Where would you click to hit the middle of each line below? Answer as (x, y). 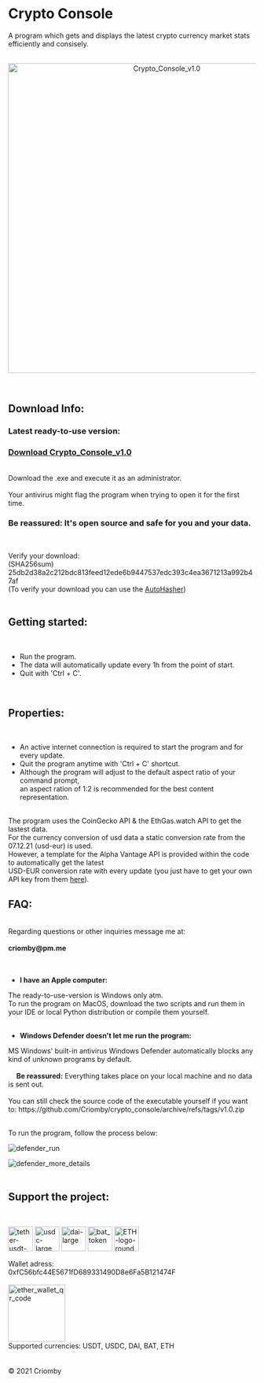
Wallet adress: (31, 1264)
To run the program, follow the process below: (83, 1133)
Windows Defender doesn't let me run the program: (105, 1036)
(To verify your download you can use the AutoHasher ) (97, 589)
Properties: (36, 713)
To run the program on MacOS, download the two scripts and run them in (126, 1004)
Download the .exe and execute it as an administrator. (95, 478)
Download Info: (46, 409)
